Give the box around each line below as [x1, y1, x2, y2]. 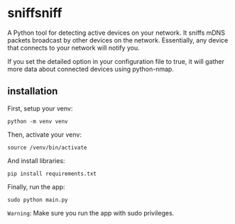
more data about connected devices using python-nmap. [7, 65, 174, 73]
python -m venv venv [7, 118, 69, 125]
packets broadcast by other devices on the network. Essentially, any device [7, 35, 229, 44]
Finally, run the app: [7, 182, 65, 191]
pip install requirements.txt [7, 170, 97, 177]
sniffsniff [7, 5, 62, 21]
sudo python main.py [7, 196, 69, 203]
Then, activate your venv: [7, 130, 82, 139]
